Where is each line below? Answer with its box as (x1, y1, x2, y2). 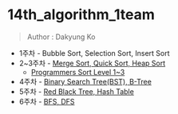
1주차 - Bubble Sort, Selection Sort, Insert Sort (18, 48, 170, 57)
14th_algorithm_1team (7, 6, 155, 24)
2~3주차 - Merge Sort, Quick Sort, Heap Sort (18, 58, 166, 68)
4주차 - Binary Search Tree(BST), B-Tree (18, 77, 152, 86)
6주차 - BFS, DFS (18, 96, 75, 106)
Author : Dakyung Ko (26, 32, 97, 41)
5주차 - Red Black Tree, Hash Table (18, 86, 135, 96)
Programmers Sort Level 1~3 (30, 67, 125, 77)
